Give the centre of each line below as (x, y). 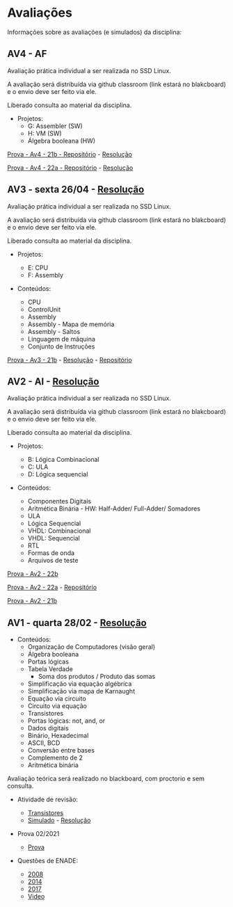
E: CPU (38, 267)
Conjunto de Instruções (61, 346)
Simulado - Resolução (59, 820)
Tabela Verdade (50, 669)
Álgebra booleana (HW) (62, 141)
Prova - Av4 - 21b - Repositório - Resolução (70, 154)
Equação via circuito (57, 699)
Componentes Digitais (59, 501)
